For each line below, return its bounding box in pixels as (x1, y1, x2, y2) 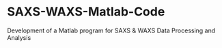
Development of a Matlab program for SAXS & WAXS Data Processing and (7, 26, 216, 34)
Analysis (7, 33, 31, 41)
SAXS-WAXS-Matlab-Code (7, 4, 165, 20)
